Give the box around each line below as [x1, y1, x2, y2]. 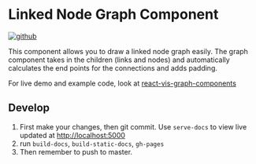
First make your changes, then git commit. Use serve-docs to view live [19, 122, 247, 131]
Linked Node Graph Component [8, 5, 219, 24]
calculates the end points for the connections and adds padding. [8, 63, 218, 72]
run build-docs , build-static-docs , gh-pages [19, 139, 165, 148]
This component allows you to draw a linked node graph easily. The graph [8, 46, 248, 56]
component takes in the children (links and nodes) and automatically [8, 55, 230, 64]
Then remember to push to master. [19, 147, 132, 156]
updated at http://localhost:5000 [19, 130, 126, 140]
